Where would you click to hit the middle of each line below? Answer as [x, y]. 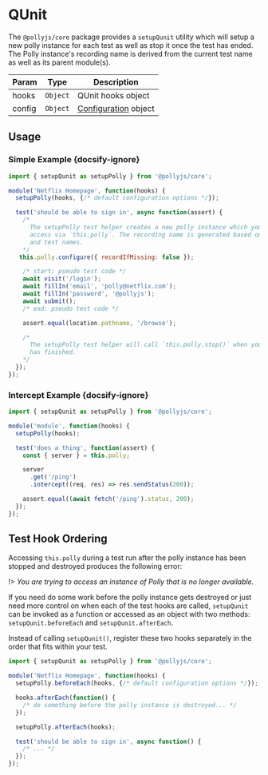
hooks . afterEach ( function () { [65, 698]
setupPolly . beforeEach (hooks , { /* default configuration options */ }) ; [137, 684]
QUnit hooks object [113, 95]
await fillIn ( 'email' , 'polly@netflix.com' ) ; [100, 286]
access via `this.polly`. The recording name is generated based [140, 234]
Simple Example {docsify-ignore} [74, 160]
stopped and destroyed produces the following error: [95, 566]
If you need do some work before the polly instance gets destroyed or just [130, 598]
